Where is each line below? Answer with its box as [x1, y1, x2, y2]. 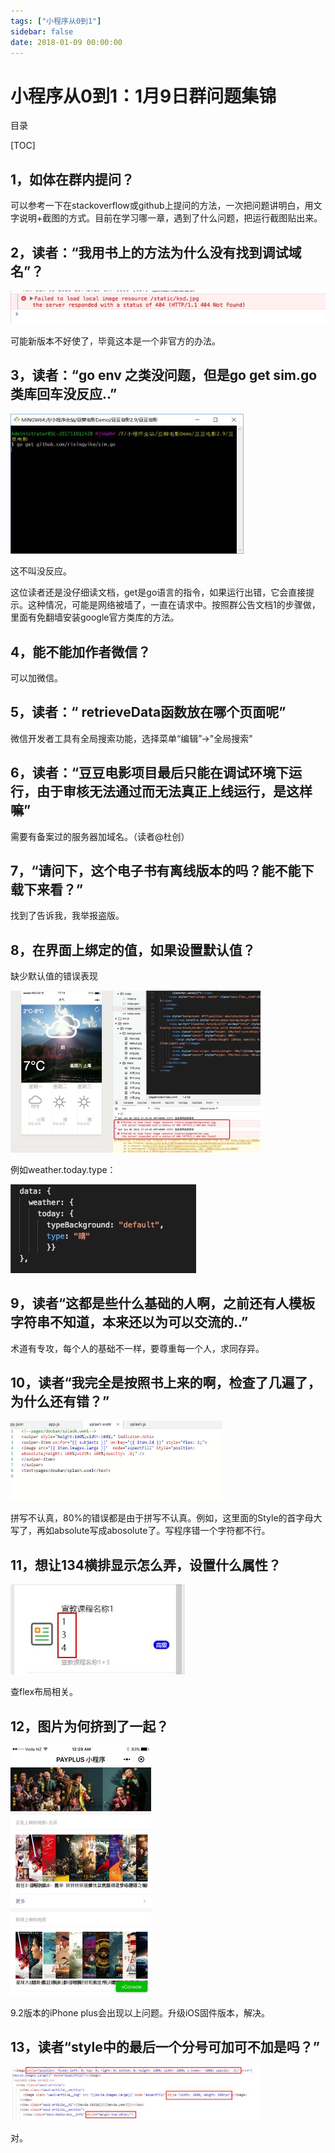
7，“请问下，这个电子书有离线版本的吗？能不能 [10, 863, 302, 880]
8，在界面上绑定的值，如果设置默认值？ [10, 941, 256, 959]
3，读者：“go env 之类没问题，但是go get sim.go [10, 367, 318, 384]
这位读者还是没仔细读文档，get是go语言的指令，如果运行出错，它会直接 [10, 586, 307, 599]
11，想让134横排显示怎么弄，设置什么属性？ [10, 1556, 282, 1574]
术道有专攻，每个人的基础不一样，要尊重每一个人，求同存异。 [10, 1342, 265, 1354]
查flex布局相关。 [10, 1686, 79, 1698]
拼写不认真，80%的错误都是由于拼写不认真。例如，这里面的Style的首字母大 [10, 1512, 323, 1524]
